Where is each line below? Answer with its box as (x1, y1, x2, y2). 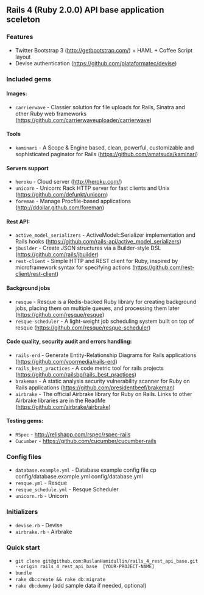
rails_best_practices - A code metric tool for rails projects (15, 364, 164, 372)
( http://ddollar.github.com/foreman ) (15, 204, 105, 211)
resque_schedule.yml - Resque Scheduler (15, 486, 119, 493)
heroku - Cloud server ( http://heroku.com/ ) (15, 178, 122, 186)
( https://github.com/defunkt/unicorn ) (15, 191, 108, 198)
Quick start (6, 543, 41, 552)
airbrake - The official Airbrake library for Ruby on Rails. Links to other (15, 390, 192, 397)
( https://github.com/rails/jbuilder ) (15, 251, 99, 258)
